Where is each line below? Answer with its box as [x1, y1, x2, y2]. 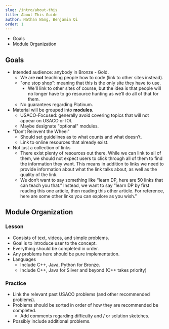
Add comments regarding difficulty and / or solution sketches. [20, 313, 150, 319]
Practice [5, 280, 26, 287]
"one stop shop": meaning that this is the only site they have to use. [20, 80, 161, 86]
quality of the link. [20, 172, 58, 178]
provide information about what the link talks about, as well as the [20, 166, 157, 173]
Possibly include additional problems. [12, 318, 91, 324]
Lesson [5, 223, 24, 230]
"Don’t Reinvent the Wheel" [12, 128, 70, 135]
